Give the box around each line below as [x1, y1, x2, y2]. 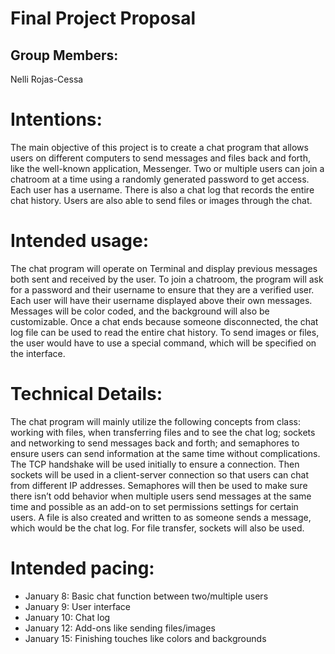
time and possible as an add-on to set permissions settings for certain [10, 500, 299, 512]
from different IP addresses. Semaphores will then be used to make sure [10, 479, 308, 491]
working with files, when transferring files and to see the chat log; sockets [10, 426, 316, 438]
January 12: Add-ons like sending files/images [24, 622, 216, 634]
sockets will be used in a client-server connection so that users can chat [10, 468, 310, 481]
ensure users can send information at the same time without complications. [10, 447, 321, 459]
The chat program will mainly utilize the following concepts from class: [10, 415, 302, 427]
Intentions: [10, 108, 103, 131]
